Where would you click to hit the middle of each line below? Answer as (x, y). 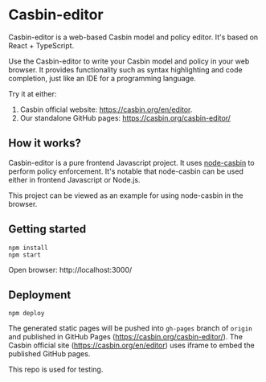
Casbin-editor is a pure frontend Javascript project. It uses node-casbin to (131, 162)
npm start (25, 255)
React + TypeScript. (41, 45)
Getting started (47, 230)
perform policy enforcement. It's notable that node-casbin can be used (126, 171)
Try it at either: (33, 93)
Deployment (40, 295)
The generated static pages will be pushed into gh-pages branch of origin (131, 328)
